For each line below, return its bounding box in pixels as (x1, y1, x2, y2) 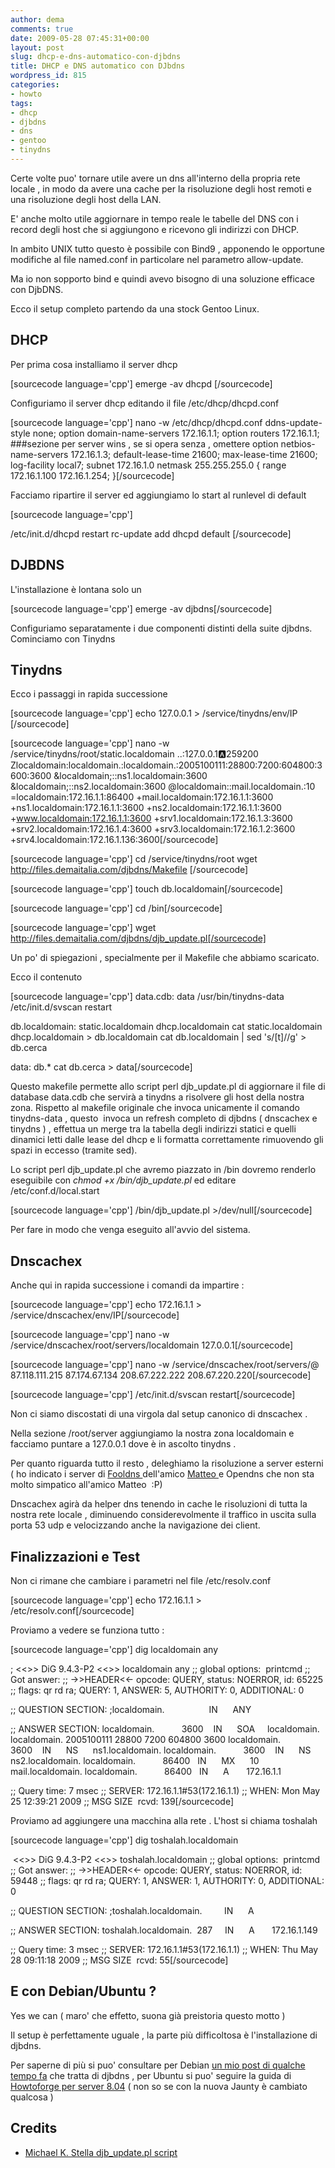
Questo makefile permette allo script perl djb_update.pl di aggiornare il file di (10, 1081, 326, 1093)
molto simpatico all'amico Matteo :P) (10, 1479, 163, 1491)
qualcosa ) (10, 2091, 54, 2103)
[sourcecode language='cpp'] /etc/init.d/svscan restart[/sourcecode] (10, 1389, 296, 1401)
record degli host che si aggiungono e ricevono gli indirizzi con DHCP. (10, 223, 300, 235)
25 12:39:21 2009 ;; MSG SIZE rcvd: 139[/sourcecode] (10, 1795, 235, 1807)
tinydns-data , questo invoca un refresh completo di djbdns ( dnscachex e (10, 1112, 318, 1125)
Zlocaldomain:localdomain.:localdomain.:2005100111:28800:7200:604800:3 (10, 759, 323, 771)
